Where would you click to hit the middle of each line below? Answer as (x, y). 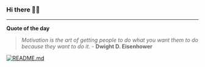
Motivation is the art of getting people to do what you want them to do (110, 40)
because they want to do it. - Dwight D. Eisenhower (87, 46)
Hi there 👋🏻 (23, 10)
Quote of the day (28, 28)
